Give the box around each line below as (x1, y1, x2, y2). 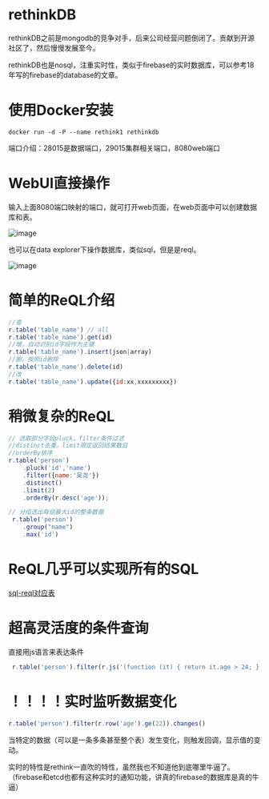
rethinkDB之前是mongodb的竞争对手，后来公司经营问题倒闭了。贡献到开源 (8, 33, 255, 42)
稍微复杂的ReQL (8, 407, 115, 425)
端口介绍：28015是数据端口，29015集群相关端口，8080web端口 (8, 143, 221, 153)
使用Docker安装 (8, 102, 114, 119)
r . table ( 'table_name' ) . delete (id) (8, 363, 124, 371)
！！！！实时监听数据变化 (8, 693, 178, 710)
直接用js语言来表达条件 (8, 647, 84, 656)
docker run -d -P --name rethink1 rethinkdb (8, 128, 159, 136)
